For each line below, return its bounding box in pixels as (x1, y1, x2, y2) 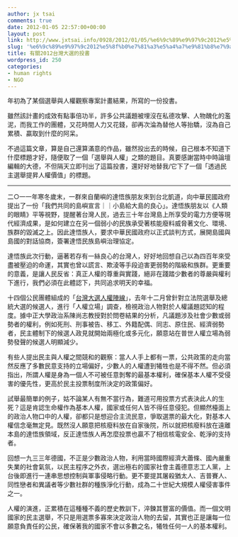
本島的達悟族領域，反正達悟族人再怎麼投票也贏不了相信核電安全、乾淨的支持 (7, 430, 231, 439)
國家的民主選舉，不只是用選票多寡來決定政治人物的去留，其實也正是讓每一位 (7, 513, 231, 521)
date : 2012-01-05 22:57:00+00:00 (7, 23, 106, 30)
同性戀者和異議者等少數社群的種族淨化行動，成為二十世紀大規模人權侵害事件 (7, 480, 231, 489)
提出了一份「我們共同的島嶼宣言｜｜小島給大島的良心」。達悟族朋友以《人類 (7, 201, 228, 210)
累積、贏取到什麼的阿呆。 (7, 129, 82, 138)
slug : (7, 43, 23, 50)
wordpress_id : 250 (7, 57, 62, 64)
